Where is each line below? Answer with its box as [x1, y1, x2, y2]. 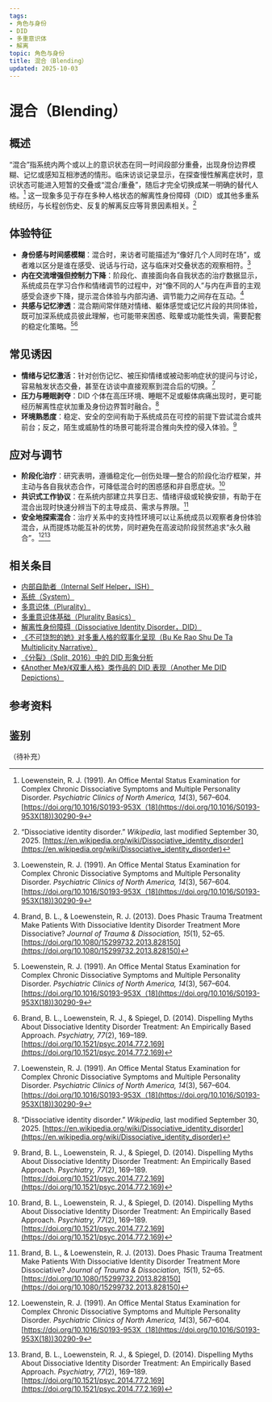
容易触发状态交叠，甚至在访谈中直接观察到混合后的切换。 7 [20, 380, 216, 391]
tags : [9, 11, 27, 20]
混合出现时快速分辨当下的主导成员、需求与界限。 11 [20, 501, 189, 512]
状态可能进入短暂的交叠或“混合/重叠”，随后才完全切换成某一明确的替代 [15, 180, 252, 189]
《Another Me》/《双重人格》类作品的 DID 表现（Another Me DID [20, 663, 227, 673]
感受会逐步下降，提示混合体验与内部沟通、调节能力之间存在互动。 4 [20, 289, 245, 300]
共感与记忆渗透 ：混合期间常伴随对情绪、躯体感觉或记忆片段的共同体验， [20, 301, 262, 311]
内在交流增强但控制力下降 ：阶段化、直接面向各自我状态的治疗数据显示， [20, 270, 262, 280]
